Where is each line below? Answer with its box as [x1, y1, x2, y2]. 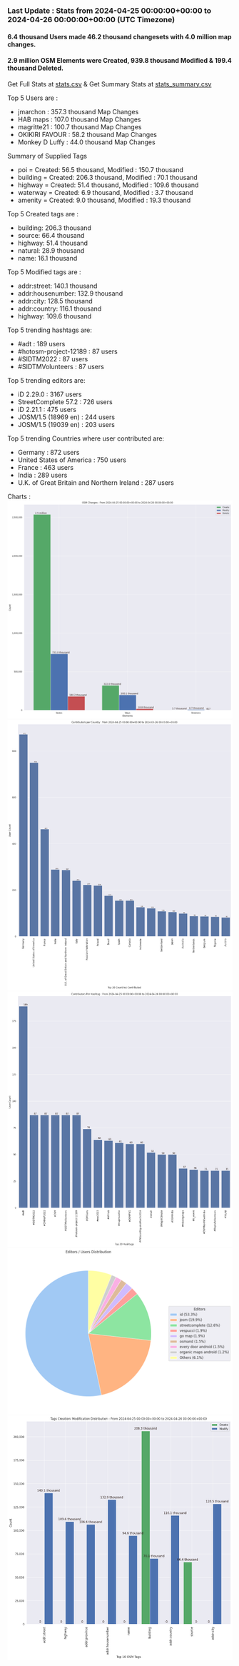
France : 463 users [17, 463, 73, 471]
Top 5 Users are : [7, 94, 59, 102]
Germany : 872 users [17, 448, 80, 456]
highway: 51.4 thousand [17, 239, 88, 247]
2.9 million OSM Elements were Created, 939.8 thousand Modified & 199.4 [7, 56, 232, 65]
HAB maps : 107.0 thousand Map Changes [17, 115, 141, 124]
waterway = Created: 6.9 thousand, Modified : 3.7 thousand [17, 188, 194, 196]
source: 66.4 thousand [17, 231, 85, 239]
